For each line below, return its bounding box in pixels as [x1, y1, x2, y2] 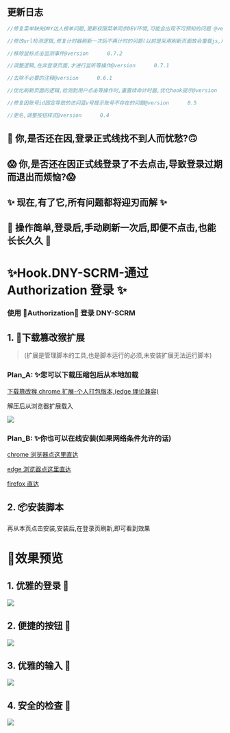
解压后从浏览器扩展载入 [7, 401, 73, 410]
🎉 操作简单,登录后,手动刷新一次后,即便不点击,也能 [7, 222, 216, 234]
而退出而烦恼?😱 [7, 171, 76, 183]
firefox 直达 [7, 480, 40, 488]
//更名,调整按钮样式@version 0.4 [7, 112, 110, 119]
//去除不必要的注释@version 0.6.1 [7, 75, 113, 82]
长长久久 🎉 [7, 235, 51, 247]
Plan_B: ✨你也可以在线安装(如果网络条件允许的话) [7, 433, 172, 443]
